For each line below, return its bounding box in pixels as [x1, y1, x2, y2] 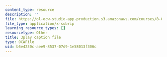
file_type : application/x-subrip [5, 21, 75, 26]
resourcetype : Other [5, 30, 48, 35]
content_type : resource [5, 7, 55, 12]
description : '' [5, 12, 39, 17]
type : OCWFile [5, 40, 35, 45]
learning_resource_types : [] [5, 26, 66, 31]
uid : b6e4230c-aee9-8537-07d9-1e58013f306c [5, 44, 97, 49]
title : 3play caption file [5, 35, 61, 40]
